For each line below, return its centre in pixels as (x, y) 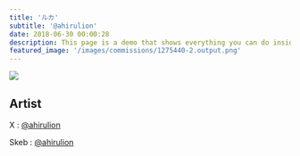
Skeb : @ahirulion (42, 142)
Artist (25, 103)
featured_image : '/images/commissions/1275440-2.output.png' (125, 51)
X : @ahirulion (35, 125)
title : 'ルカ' (34, 17)
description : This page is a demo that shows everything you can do (139, 42)
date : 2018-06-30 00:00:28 (59, 34)
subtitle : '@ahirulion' (54, 26)
